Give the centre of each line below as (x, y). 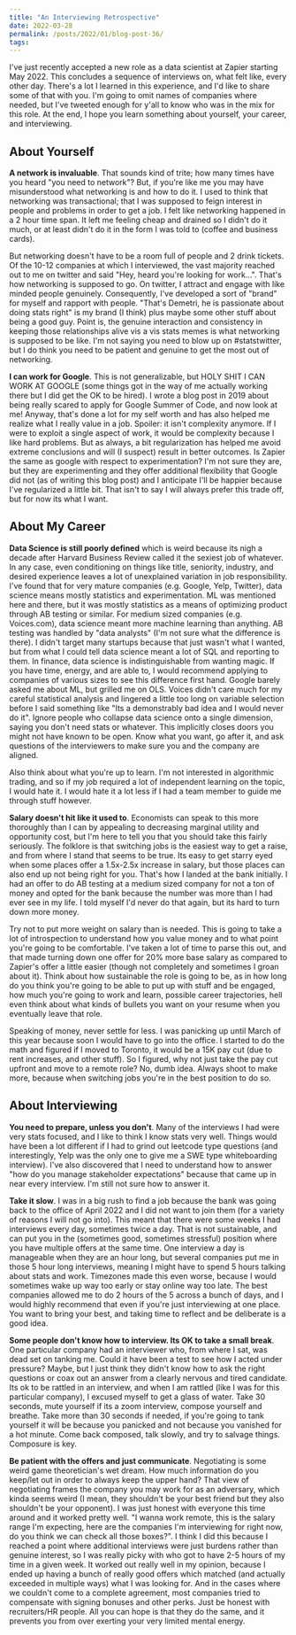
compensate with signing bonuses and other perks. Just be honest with (140, 1602)
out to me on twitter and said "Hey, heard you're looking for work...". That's (146, 275)
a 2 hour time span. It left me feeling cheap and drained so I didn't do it (138, 220)
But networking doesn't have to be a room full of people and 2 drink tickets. (147, 256)
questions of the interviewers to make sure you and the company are (134, 746)
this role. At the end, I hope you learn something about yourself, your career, (148, 114)
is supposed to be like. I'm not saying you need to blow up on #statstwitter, (145, 341)
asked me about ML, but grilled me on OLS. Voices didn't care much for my (146, 689)
